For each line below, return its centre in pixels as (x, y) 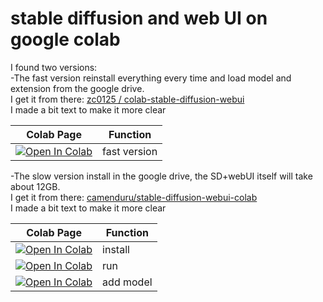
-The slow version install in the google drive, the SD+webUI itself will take (161, 176)
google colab (65, 39)
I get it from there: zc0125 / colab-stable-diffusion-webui (127, 99)
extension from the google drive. (77, 88)
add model (127, 282)
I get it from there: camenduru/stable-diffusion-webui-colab (134, 197)
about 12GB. (35, 186)
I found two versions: (54, 67)
